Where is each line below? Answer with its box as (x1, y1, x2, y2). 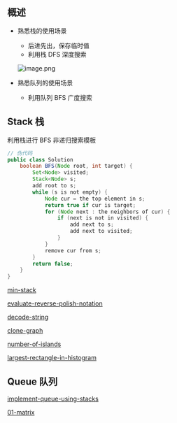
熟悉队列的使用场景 (17, 78, 73, 87)
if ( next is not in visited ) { (57, 215, 149, 222)
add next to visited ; (69, 228, 133, 235)
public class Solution (7, 156, 73, 163)
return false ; (32, 260, 73, 267)
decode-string (7, 313, 49, 322)
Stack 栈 (7, 116, 45, 128)
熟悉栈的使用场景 (17, 27, 67, 35)
